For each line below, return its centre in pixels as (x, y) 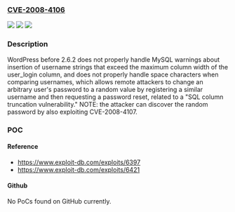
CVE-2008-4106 (36, 10)
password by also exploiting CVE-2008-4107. (73, 112)
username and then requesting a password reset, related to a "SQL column (115, 97)
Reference (23, 147)
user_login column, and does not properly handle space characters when (113, 74)
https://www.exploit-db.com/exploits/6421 (79, 169)
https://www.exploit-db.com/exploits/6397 (79, 162)
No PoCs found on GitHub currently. (59, 201)
